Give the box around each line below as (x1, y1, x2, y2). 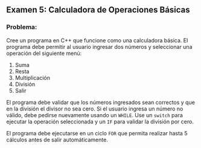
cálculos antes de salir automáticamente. (6, 136, 109, 143)
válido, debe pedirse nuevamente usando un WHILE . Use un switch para (6, 111, 183, 118)
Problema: (6, 23, 37, 31)
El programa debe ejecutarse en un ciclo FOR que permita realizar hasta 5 (6, 129, 188, 137)
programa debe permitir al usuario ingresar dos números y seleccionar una (6, 43, 193, 50)
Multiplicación (14, 74, 50, 81)
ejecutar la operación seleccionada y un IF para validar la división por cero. (6, 118, 194, 125)
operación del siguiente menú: (6, 50, 82, 57)
